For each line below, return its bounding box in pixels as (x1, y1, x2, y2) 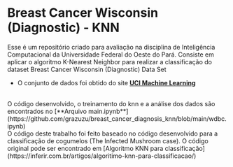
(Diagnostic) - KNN (7, 20, 120, 36)
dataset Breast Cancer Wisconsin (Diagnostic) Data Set (7, 65, 167, 73)
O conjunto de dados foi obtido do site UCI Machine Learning (17, 78, 196, 87)
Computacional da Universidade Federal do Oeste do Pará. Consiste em (7, 50, 215, 59)
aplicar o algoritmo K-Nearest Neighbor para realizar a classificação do (7, 57, 212, 66)
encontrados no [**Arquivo (7, 107, 87, 115)
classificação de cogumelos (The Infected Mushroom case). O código (7, 136, 209, 145)
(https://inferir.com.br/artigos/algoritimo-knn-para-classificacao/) (7, 152, 197, 160)
